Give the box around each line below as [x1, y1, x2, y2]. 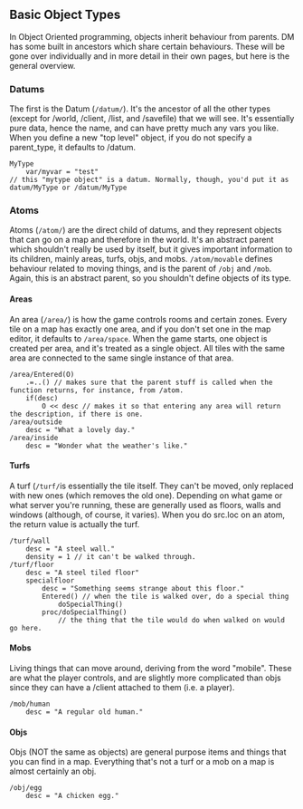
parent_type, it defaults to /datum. [9, 142, 136, 153]
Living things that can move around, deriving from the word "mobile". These [9, 663, 292, 674]
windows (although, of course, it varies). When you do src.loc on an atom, [9, 509, 285, 520]
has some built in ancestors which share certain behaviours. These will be [9, 41, 285, 52]
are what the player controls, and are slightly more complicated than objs [9, 672, 282, 683]
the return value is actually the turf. [9, 518, 140, 529]
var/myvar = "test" [25, 168, 99, 177]
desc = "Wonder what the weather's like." [25, 441, 188, 450]
